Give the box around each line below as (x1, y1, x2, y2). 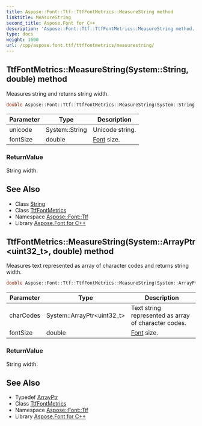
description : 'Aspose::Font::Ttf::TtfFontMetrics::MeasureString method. (6, 25, 195, 32)
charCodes (9, 311, 41, 319)
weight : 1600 (6, 37, 39, 43)
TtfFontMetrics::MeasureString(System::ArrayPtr (6, 237, 196, 247)
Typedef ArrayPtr (14, 394, 58, 401)
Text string (130, 304, 161, 312)
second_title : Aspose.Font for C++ (6, 20, 96, 26)
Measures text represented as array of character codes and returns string (6, 262, 189, 270)
